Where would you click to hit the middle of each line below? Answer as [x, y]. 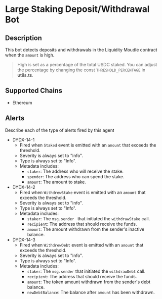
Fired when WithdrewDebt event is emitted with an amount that [81, 245]
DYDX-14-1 [23, 140]
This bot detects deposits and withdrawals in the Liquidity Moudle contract [81, 50]
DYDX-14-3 [24, 240]
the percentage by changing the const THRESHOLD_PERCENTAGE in [81, 70]
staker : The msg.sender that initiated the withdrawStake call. [88, 218]
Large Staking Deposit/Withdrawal [77, 9]
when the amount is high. [30, 55]
